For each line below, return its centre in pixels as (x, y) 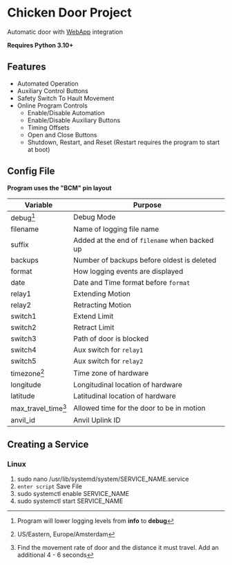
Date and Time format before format (132, 282)
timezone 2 (28, 373)
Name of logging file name (116, 229)
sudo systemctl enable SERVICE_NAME (73, 494)
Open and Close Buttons (62, 135)
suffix (20, 244)
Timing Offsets (49, 127)
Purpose (147, 205)
